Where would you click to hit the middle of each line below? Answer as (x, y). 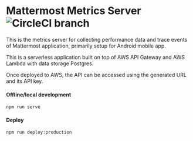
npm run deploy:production (39, 132)
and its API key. (25, 81)
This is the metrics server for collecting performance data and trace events (97, 39)
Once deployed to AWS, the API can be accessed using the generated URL (96, 75)
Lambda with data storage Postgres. (50, 63)
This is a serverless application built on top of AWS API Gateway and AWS (96, 57)
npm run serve (23, 107)
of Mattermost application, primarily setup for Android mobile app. (86, 46)
